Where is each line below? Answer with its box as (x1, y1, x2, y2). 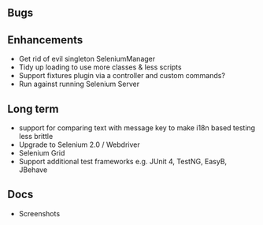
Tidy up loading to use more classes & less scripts (18, 62, 182, 72)
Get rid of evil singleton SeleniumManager (18, 54, 156, 64)
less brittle (18, 132, 54, 141)
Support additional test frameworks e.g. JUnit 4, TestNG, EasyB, (18, 157, 228, 167)
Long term (7, 102, 59, 115)
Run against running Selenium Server (18, 79, 139, 89)
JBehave (18, 165, 48, 174)
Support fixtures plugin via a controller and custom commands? (18, 71, 226, 81)
